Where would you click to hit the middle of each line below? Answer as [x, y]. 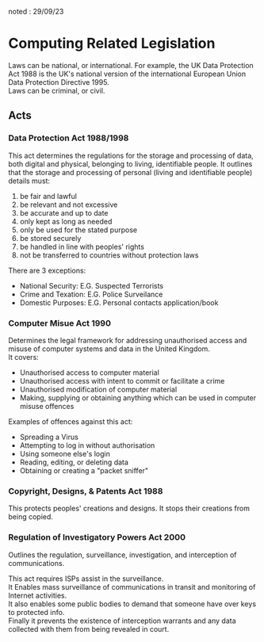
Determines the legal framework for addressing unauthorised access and [128, 340]
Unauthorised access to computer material [90, 373]
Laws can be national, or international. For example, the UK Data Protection [131, 65]
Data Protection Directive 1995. [59, 82]
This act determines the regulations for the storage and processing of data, [131, 155]
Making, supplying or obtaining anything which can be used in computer [138, 397]
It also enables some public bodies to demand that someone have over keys [132, 604]
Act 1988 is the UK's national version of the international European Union [127, 74]
